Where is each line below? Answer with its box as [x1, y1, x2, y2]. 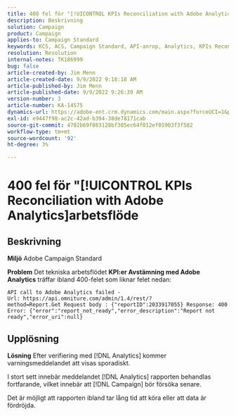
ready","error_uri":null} [7, 314, 83, 321]
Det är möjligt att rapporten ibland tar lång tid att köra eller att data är [7, 393, 207, 402]
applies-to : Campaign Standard [7, 37, 99, 44]
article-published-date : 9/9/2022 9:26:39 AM [7, 89, 143, 96]
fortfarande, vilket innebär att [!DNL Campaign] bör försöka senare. [7, 379, 202, 388]
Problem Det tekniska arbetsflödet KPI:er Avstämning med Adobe [7, 268, 200, 277]
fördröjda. [7, 401, 37, 409]
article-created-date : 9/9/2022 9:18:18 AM [7, 75, 137, 83]
